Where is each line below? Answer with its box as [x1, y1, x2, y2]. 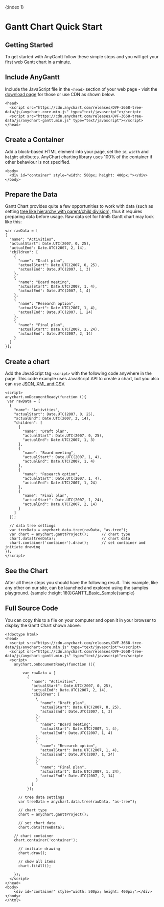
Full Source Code [5, 604, 58, 613]
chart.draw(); [18, 850, 47, 856]
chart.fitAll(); [18, 863, 51, 868]
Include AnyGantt [5, 73, 60, 81]
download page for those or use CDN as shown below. [5, 91, 115, 97]
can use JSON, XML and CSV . [5, 381, 66, 387]
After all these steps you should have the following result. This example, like [5, 580, 158, 586]
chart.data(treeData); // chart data [9, 536, 131, 541]
